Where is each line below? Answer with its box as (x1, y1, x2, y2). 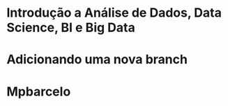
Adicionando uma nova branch (6, 52, 188, 68)
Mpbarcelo (6, 84, 71, 99)
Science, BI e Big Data (6, 20, 135, 36)
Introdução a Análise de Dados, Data (6, 5, 222, 21)
